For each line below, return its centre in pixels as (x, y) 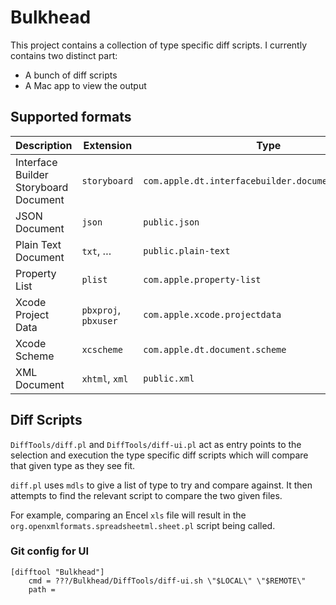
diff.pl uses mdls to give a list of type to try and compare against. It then (161, 485)
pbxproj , (101, 309)
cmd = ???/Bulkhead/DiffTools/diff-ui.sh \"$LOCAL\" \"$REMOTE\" (167, 581)
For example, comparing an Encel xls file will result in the (128, 515)
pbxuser (99, 320)
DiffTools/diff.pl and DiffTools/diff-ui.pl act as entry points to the (156, 444)
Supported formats (71, 117)
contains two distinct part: (64, 55)
